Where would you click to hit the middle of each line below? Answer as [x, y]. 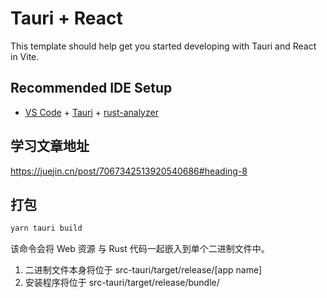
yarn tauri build [46, 228]
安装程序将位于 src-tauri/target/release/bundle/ [122, 283]
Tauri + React [66, 18]
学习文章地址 [50, 146]
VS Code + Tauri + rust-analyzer [91, 112]
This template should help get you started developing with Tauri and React [163, 46]
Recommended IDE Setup [91, 88]
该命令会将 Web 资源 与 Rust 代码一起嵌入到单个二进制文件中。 [140, 249]
